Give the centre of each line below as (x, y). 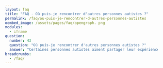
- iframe (18, 32)
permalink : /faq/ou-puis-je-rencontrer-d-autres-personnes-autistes (76, 18)
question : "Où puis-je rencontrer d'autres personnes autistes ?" (78, 45)
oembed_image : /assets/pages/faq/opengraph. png (55, 23)
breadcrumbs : (18, 54)
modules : (14, 27)
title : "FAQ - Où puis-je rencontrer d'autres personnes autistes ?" (77, 14)
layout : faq (17, 9)
